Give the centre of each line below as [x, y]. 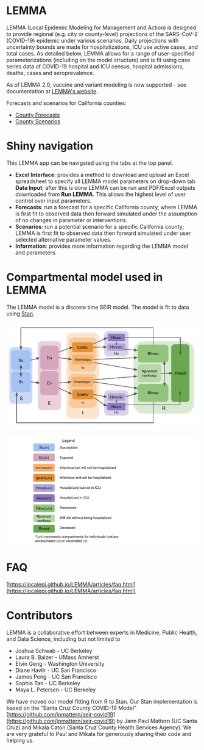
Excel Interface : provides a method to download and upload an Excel [102, 175]
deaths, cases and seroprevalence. [50, 73]
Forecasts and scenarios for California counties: [66, 103]
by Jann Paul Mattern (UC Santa [157, 721]
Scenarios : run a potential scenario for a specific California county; [100, 226]
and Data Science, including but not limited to [63, 639]
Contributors [40, 615]
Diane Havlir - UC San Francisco [55, 670]
